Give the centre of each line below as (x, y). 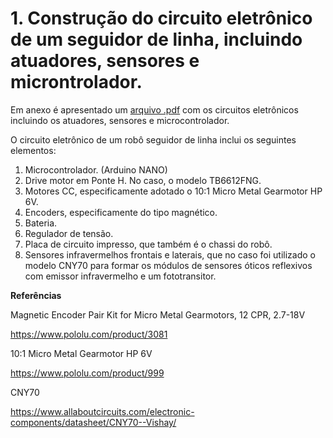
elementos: (33, 150)
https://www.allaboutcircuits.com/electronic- (102, 411)
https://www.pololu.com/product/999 (87, 373)
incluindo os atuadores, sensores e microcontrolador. (120, 120)
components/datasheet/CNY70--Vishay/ (93, 422)
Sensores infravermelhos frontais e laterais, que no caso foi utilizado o (170, 254)
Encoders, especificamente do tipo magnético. (121, 212)
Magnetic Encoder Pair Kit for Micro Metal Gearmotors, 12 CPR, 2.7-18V (158, 314)
